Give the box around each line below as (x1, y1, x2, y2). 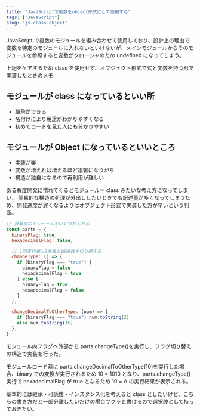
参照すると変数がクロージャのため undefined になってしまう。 (32, 52, 185, 59)
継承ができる (14, 108, 47, 115)
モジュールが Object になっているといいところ (6, 142, 176, 152)
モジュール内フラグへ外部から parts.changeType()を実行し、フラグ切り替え (6, 342, 192, 349)
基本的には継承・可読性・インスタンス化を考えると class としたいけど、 (6, 390, 184, 397)
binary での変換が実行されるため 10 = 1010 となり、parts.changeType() (16, 370, 191, 377)
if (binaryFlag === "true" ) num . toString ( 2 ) (17, 314, 130, 321)
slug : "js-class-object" (6, 20, 68, 26)
